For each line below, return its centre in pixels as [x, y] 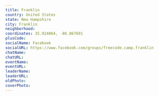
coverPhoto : [18, 85]
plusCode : [16, 39]
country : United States [31, 15]
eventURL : [16, 67]
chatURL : [15, 57]
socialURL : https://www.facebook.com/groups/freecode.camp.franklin [79, 48]
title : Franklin [22, 10]
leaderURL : [17, 76]
